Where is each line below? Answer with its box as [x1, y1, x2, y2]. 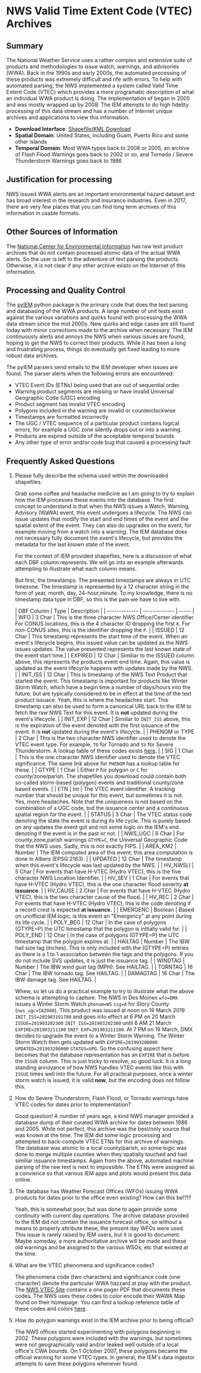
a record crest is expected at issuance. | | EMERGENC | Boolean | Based [14, 906, 194, 914]
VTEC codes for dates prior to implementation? [14, 1101, 131, 1108]
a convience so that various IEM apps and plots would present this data [14, 1170, 191, 1177]
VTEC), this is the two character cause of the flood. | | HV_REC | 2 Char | [14, 893, 194, 901]
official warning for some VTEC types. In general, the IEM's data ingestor [14, 1354, 195, 1361]
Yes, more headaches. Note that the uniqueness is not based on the [14, 798, 182, 805]
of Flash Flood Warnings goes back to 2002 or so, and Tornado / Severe [14, 151, 193, 158]
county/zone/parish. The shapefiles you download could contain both [14, 773, 187, 780]
